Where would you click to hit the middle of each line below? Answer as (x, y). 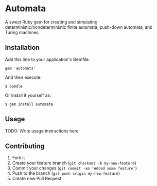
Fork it (18, 158)
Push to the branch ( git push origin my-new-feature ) (66, 173)
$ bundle (14, 86)
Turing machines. (22, 32)
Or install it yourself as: (28, 95)
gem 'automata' (20, 68)
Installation (22, 47)
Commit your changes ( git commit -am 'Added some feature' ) (74, 168)
